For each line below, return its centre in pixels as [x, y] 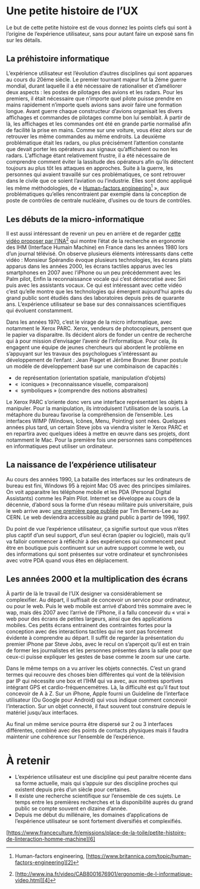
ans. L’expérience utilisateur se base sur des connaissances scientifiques [96, 304]
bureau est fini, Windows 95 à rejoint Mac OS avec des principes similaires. [99, 486]
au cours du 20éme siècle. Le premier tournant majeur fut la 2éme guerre [96, 79]
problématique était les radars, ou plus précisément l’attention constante [95, 143]
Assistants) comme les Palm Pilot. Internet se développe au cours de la [93, 498]
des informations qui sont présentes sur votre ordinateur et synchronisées [97, 554]
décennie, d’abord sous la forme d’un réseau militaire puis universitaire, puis [99, 505]
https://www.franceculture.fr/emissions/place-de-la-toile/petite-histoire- [97, 833]
